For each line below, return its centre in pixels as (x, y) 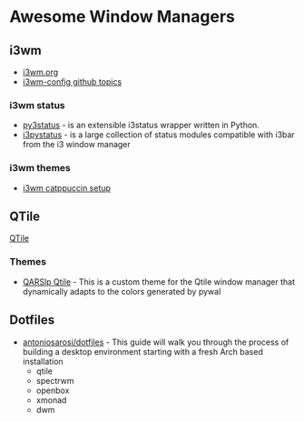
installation (43, 361)
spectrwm (55, 380)
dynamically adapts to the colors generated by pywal (122, 291)
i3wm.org (40, 72)
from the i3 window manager (77, 145)
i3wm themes (40, 168)
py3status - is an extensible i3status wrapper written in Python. (141, 126)
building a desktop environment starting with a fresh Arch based (142, 351)
